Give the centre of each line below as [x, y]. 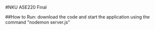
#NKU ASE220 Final [26, 7]
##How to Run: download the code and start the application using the [77, 17]
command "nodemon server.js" [38, 22]
